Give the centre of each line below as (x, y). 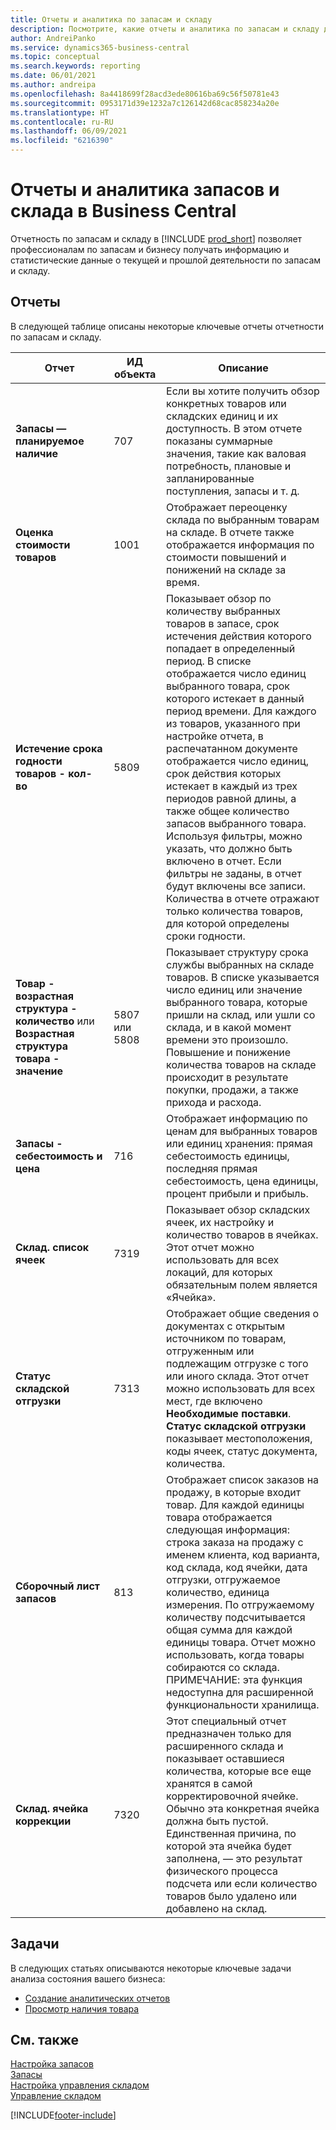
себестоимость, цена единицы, (242, 1181)
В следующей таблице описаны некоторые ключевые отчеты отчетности (167, 326)
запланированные (210, 478)
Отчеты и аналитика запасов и (145, 190)
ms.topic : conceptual (55, 57)
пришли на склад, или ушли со (241, 1014)
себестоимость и (59, 1156)
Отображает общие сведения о (243, 1313)
